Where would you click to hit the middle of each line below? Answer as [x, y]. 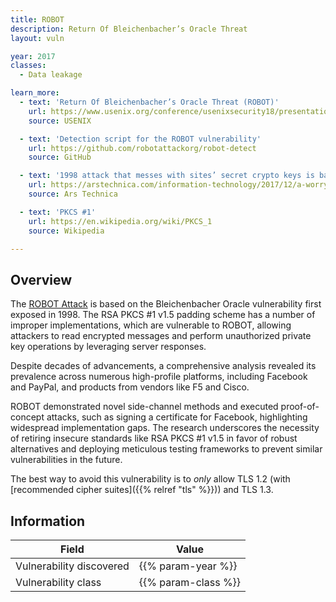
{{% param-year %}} [188, 566]
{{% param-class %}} [190, 582]
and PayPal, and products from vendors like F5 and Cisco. [130, 387]
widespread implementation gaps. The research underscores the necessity [165, 428]
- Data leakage [51, 75]
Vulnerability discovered [72, 566]
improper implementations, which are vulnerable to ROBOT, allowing [151, 325]
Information [48, 521]
